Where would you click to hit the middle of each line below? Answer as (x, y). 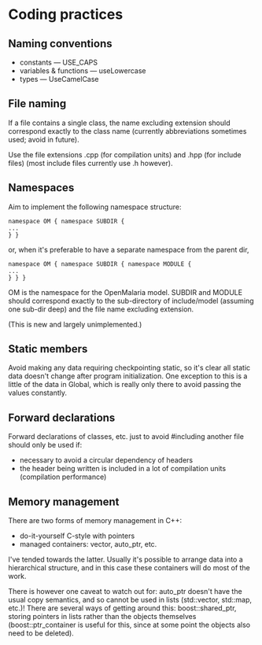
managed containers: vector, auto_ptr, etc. (88, 544)
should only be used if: (45, 445)
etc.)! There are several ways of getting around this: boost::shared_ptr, (122, 608)
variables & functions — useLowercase (83, 71)
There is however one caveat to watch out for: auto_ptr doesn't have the (125, 592)
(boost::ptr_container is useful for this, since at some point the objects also (129, 625)
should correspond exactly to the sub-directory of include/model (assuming (131, 300)
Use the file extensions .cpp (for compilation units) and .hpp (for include (125, 154)
